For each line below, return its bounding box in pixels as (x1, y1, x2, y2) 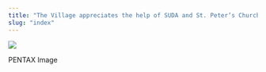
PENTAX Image (8, 55, 58, 64)
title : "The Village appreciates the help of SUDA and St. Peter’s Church (8, 11, 260, 20)
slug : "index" (8, 19, 55, 27)
